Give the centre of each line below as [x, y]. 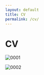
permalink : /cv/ [22, 19]
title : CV [15, 14]
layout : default [22, 10]
